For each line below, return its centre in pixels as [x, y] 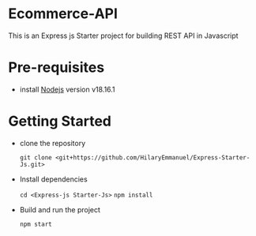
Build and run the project [60, 209]
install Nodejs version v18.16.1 [68, 89]
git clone [36, 157]
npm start [36, 224]
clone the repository [53, 143]
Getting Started [60, 121]
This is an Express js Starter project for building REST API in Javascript [123, 36]
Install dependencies [54, 179]
